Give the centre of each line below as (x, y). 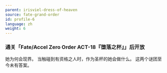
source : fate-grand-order (32, 15)
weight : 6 (16, 29)
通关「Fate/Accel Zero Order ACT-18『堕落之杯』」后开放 (75, 47)
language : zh (19, 24)
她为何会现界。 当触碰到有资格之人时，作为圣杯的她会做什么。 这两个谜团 (81, 59)
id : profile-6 (20, 19)
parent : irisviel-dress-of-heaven (41, 10)
